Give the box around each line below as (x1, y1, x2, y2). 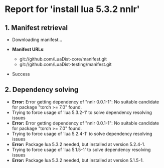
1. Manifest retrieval (5, 23, 68, 32)
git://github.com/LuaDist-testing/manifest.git (19, 61, 112, 67)
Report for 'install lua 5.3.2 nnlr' (5, 3, 140, 15)
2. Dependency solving (5, 85, 79, 94)
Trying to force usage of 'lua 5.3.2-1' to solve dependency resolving (12, 109, 152, 115)
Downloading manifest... (12, 36, 63, 42)
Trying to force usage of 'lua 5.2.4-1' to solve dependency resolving (12, 130, 152, 136)
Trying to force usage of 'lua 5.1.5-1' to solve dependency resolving (12, 146, 151, 152)
